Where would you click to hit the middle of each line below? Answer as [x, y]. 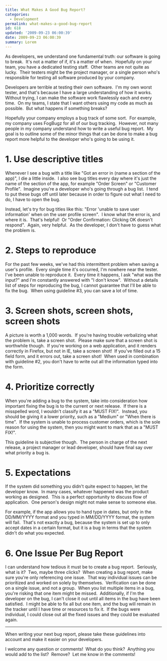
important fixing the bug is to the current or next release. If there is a [76, 406]
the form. [14, 367]
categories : [17, 14]
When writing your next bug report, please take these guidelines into [75, 634]
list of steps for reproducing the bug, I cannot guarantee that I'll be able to [81, 285]
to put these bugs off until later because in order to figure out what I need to [83, 194]
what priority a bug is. [28, 452]
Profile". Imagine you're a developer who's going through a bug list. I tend [82, 189]
